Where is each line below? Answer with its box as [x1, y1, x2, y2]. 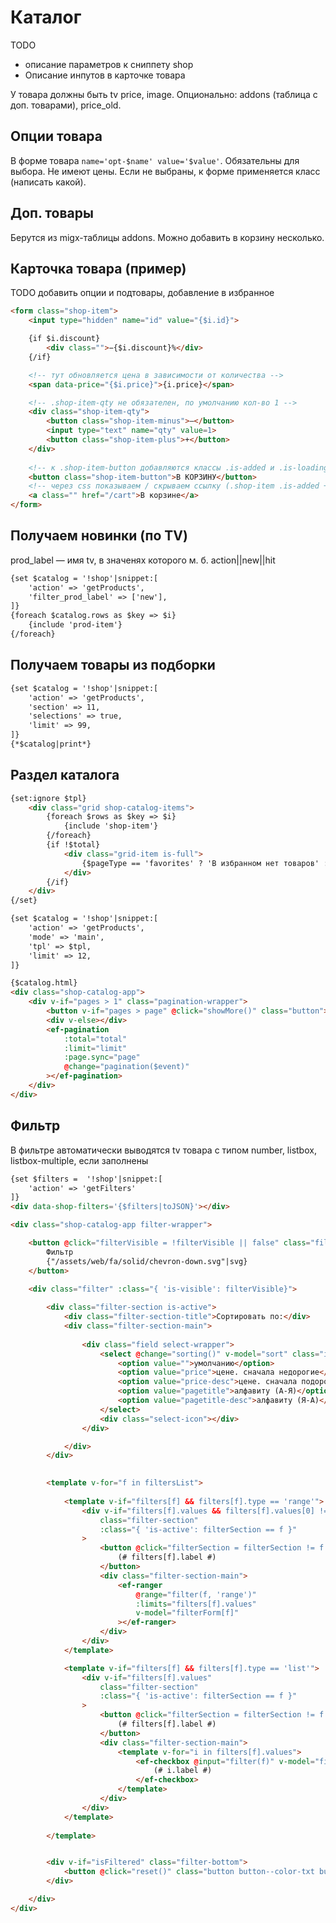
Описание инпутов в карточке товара [24, 69, 186, 81]
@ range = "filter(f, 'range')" [135, 1589, 257, 1600]
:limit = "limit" [63, 1043, 128, 1053]
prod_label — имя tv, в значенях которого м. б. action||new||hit [10, 554, 276, 566]
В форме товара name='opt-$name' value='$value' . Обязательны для [10, 154, 300, 166]
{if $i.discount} [28, 334, 101, 344]
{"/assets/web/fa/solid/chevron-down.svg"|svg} [46, 1256, 248, 1266]
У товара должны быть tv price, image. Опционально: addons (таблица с [10, 88, 318, 100]
